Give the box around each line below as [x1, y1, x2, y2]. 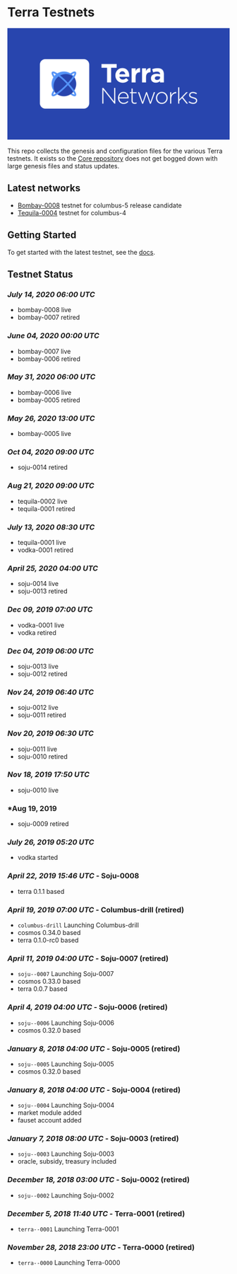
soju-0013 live [17, 662, 59, 670]
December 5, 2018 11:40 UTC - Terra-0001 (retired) [7, 1208, 186, 1218]
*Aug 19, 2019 [7, 803, 58, 813]
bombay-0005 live [17, 430, 72, 438]
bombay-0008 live [17, 306, 72, 314]
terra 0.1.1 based [17, 887, 65, 895]
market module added [17, 1108, 83, 1117]
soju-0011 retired [17, 711, 67, 719]
